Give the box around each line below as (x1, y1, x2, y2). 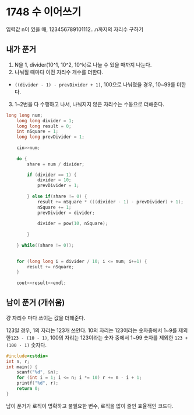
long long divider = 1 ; (16, 117, 75, 123)
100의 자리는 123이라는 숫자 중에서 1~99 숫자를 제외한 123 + (50, 334, 188, 341)
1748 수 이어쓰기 (6, 5, 82, 19)
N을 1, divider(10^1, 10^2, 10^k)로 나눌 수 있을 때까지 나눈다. (14, 61, 152, 68)
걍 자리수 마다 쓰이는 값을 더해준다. (6, 314, 86, 321)
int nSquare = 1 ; (16, 129, 59, 134)
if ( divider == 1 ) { (27, 172, 77, 178)
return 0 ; (16, 386, 41, 392)
